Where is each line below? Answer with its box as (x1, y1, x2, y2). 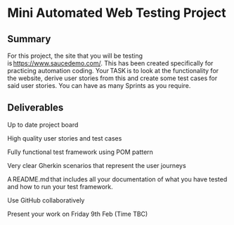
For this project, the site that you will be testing (7, 51, 143, 60)
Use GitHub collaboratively (7, 195, 85, 205)
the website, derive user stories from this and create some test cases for (7, 74, 218, 82)
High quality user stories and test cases (7, 134, 122, 142)
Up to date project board (7, 120, 79, 129)
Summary (7, 33, 51, 45)
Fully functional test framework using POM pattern (7, 148, 153, 156)
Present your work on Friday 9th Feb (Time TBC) (7, 210, 148, 218)
